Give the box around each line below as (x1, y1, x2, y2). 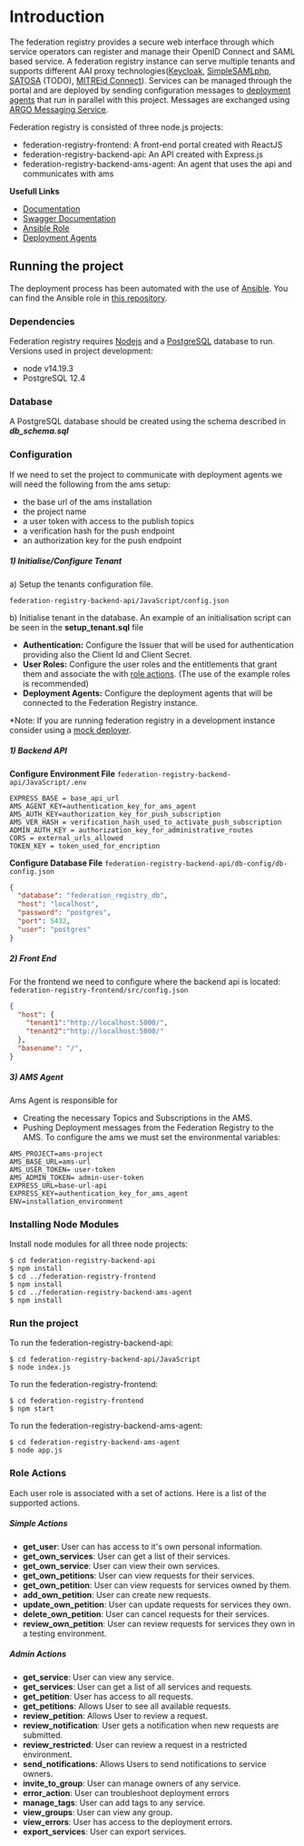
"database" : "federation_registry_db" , (17, 891, 169, 900)
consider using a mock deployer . (9, 724, 132, 735)
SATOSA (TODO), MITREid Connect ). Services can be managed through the (9, 74, 292, 85)
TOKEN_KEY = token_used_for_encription (9, 841, 161, 850)
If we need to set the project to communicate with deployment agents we (9, 469, 283, 480)
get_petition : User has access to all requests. (22, 1691, 193, 1702)
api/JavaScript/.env (9, 778, 88, 787)
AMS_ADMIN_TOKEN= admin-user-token (9, 1173, 144, 1182)
